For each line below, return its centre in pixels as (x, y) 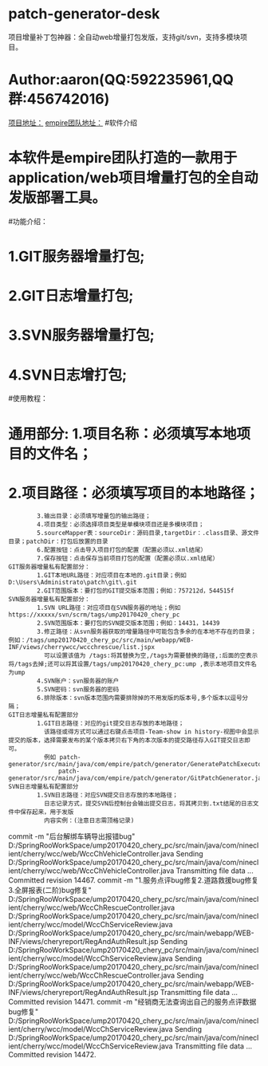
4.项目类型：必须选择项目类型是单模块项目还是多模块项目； (121, 525)
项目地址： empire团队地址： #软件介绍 (73, 122)
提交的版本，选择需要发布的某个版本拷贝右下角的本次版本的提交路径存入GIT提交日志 (126, 741)
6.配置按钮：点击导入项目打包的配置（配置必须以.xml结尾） (122, 550)
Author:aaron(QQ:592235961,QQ (121, 80)
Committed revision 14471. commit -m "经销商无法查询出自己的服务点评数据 (132, 1002)
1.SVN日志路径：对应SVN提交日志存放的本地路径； (108, 795)
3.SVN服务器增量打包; (82, 335)
